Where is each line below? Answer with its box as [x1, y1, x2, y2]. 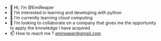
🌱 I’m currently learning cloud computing [9, 15, 93, 20]
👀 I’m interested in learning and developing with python [9, 10, 122, 15]
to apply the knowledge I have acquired [9, 25, 90, 31]
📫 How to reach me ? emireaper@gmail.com [9, 30, 101, 36]
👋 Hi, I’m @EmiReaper [9, 5, 54, 10]
